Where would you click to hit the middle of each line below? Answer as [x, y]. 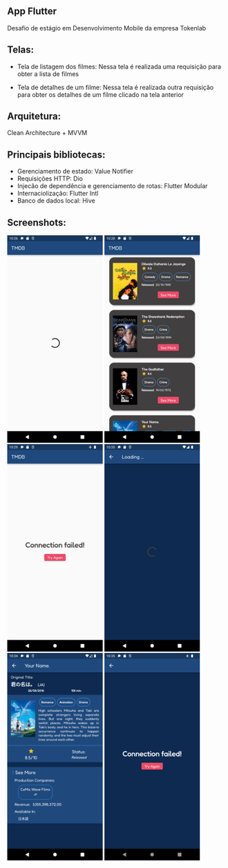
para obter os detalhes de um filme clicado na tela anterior [101, 94]
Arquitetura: [34, 117]
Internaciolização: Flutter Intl [58, 194]
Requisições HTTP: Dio [50, 178]
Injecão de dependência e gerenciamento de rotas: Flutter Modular [113, 186]
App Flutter [32, 11]
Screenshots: [37, 222]
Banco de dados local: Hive [56, 201]
